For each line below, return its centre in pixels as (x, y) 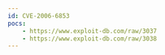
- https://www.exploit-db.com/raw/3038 (90, 38)
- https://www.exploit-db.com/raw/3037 (90, 31)
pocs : (17, 23)
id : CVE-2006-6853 (39, 16)
